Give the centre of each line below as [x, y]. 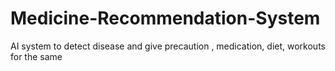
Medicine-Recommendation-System [165, 18]
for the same [36, 56]
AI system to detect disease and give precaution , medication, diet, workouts [168, 46]
